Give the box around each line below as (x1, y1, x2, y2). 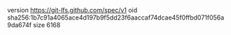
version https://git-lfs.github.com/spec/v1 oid (7, 6, 138, 14)
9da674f (7, 21, 32, 29)
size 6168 (33, 21, 61, 29)
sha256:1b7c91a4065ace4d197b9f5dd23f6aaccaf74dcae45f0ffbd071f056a (7, 13, 225, 22)
